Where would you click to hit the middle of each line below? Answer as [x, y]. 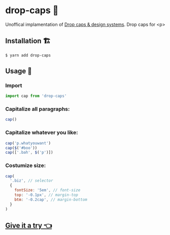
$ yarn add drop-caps [28, 55]
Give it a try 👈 [29, 225]
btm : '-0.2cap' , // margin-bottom [51, 199]
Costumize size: [26, 165]
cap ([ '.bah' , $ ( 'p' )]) [29, 153]
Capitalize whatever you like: [42, 132]
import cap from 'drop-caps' [36, 96]
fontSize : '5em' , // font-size [47, 190]
